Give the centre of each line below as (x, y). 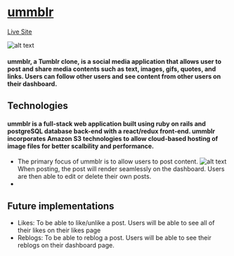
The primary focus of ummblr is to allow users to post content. (108, 161)
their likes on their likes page (59, 230)
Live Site (20, 32)
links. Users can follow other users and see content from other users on (114, 76)
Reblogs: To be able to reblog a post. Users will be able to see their (115, 237)
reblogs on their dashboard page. (66, 245)
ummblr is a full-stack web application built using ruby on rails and (106, 123)
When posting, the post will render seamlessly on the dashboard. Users (121, 169)
